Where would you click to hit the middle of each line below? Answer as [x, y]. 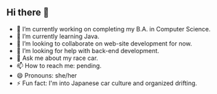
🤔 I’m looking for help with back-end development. [88, 50]
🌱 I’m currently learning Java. [58, 36]
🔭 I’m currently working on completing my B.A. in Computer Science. [113, 29]
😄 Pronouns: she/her [46, 75]
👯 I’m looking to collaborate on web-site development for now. [104, 43]
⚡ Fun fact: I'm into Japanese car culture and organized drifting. [106, 83]
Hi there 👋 [28, 13]
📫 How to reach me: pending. [59, 65]
